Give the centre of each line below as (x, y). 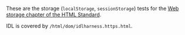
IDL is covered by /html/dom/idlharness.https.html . (70, 26)
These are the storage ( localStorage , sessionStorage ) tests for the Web (92, 8)
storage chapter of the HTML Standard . (54, 15)
